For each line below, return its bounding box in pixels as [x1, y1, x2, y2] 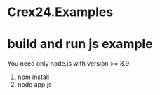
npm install [17, 73, 50, 81]
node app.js [17, 80, 52, 89]
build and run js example [7, 36, 153, 52]
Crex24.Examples [7, 4, 114, 20]
